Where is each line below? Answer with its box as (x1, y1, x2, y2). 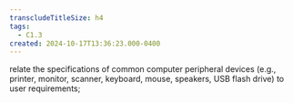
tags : (9, 22, 30, 31)
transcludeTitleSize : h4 (9, 13, 104, 23)
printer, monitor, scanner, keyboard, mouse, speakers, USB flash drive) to (9, 74, 285, 85)
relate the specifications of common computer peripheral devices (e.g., (9, 64, 277, 75)
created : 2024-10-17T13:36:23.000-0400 (9, 38, 161, 48)
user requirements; (9, 83, 81, 94)
